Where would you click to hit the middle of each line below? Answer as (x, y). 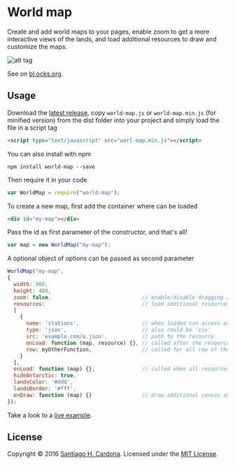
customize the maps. (37, 46)
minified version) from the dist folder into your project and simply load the (114, 120)
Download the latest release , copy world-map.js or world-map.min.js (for (112, 112)
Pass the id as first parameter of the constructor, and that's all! (97, 232)
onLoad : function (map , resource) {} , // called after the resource (128, 343)
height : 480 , (33, 291)
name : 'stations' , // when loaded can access (123, 323)
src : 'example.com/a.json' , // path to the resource (120, 337)
